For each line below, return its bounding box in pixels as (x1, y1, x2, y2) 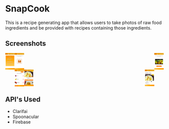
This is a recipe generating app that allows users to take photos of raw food (5, 19, 162, 25)
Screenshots (5, 39, 46, 48)
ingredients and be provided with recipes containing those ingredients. (5, 24, 152, 30)
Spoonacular (12, 113, 39, 120)
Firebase (12, 119, 31, 125)
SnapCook (5, 3, 50, 14)
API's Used (5, 95, 41, 103)
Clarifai (12, 108, 28, 114)
